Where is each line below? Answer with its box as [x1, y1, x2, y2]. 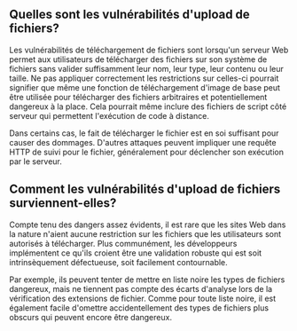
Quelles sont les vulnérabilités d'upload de [9, 7, 250, 22]
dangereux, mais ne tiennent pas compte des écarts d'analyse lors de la [9, 283, 273, 294]
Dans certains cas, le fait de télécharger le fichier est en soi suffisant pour [9, 128, 279, 138]
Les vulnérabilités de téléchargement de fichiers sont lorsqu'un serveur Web [9, 44, 289, 55]
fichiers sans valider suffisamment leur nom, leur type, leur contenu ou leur [9, 63, 284, 74]
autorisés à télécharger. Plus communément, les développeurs [9, 238, 238, 248]
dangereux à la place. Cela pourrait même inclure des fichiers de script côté [9, 101, 287, 112]
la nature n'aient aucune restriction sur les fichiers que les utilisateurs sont [9, 228, 282, 239]
